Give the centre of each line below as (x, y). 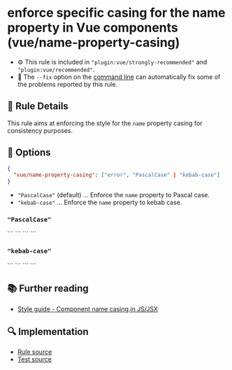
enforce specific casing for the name (116, 13)
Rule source (35, 352)
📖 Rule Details (38, 106)
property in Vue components (93, 28)
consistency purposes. (40, 130)
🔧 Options (29, 153)
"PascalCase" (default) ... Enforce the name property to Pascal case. (113, 195)
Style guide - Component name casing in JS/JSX (88, 308)
